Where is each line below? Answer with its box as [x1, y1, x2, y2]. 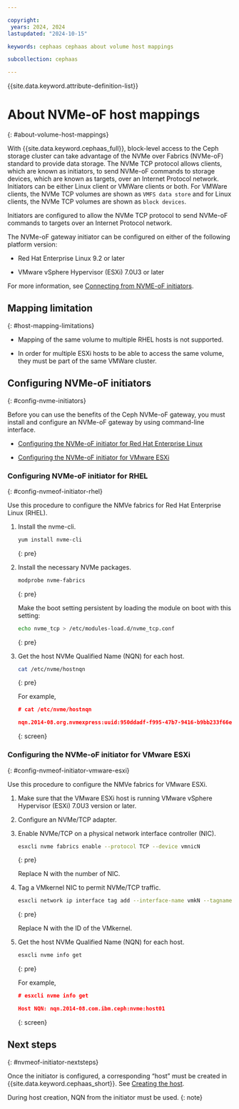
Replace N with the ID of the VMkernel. [17, 924, 133, 933]
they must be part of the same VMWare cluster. [17, 357, 157, 365]
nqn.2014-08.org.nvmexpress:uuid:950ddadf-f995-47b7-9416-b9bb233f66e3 [17, 719, 235, 726]
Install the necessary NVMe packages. [17, 562, 132, 572]
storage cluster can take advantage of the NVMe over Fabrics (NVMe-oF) [7, 151, 224, 161]
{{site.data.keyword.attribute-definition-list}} [7, 81, 139, 90]
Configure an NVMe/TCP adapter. [17, 815, 118, 824]
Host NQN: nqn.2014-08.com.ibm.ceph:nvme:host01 [17, 1005, 166, 1013]
